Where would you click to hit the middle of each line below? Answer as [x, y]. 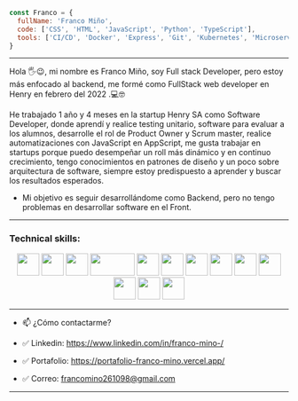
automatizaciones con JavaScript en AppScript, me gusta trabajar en [135, 143]
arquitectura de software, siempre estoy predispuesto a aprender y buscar [145, 171]
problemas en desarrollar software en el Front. [107, 208]
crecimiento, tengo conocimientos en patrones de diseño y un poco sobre [144, 162]
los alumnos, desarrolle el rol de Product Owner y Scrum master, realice [141, 134]
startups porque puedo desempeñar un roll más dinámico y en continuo [140, 153]
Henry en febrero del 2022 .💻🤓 [67, 94]
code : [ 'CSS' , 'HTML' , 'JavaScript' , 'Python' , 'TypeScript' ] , [137, 29]
